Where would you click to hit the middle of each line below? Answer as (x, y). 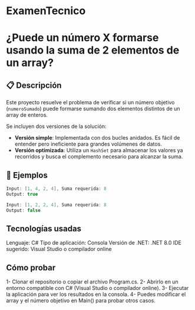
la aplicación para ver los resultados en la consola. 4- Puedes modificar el (96, 294)
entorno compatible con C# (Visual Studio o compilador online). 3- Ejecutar (97, 288)
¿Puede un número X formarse (82, 38)
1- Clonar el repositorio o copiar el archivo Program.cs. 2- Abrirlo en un (92, 282)
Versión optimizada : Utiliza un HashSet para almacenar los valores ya (99, 150)
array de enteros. (27, 115)
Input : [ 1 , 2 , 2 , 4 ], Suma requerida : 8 (57, 205)
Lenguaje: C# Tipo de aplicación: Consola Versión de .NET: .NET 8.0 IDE (94, 243)
